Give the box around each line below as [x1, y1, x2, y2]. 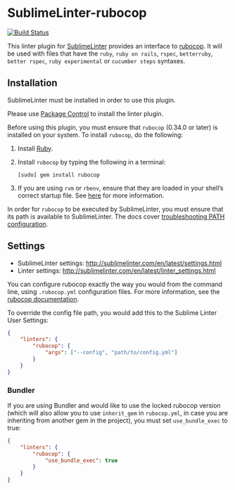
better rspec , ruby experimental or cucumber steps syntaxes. [7, 56, 186, 65]
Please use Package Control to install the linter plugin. [7, 109, 164, 117]
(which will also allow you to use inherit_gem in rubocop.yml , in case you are [7, 408, 229, 417]
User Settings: [7, 316, 49, 324]
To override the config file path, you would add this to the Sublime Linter [7, 308, 217, 317]
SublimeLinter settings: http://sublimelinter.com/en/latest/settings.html [17, 259, 222, 267]
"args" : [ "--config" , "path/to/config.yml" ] [44, 349, 178, 356]
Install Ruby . [17, 144, 53, 153]
